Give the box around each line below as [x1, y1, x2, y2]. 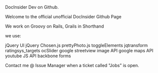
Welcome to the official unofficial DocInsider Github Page [5, 14, 122, 19]
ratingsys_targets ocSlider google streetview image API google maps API [5, 48, 154, 53]
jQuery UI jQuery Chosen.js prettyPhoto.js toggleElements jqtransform [5, 42, 148, 48]
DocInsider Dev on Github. [5, 4, 59, 10]
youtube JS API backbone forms [5, 53, 71, 59]
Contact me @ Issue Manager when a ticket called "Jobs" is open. [5, 63, 139, 68]
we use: [5, 33, 21, 38]
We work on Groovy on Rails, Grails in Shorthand [5, 23, 104, 29]
